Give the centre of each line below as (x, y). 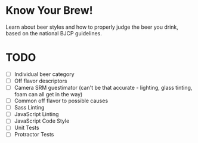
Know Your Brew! (49, 10)
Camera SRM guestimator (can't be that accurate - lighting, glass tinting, (103, 88)
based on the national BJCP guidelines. (54, 33)
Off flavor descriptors (41, 81)
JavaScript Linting (36, 114)
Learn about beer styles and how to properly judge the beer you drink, (92, 27)
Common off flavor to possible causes (61, 101)
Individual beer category (44, 74)
